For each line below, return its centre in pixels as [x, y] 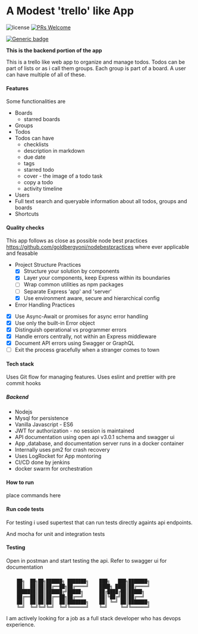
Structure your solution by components [72, 271]
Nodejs [23, 412]
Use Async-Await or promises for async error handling [81, 316]
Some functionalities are [36, 102]
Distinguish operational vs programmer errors [70, 329]
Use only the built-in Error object [55, 323]
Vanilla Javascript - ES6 [44, 425]
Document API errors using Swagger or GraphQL [75, 343]
